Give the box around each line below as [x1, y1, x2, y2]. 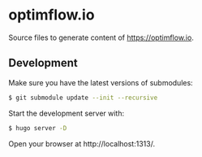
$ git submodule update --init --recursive [8, 94, 158, 102]
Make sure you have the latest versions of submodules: [8, 77, 193, 87]
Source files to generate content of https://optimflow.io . [8, 33, 195, 42]
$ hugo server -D [8, 124, 67, 132]
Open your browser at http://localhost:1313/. [8, 138, 156, 148]
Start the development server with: [8, 108, 124, 118]
